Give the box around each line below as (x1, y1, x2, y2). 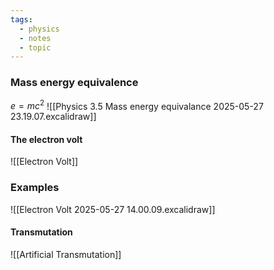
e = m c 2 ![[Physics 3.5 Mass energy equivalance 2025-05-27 (10, 98, 264, 112)
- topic (19, 42, 52, 53)
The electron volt (10, 133, 83, 145)
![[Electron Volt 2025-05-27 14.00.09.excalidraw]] (10, 203, 216, 215)
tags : (10, 14, 33, 25)
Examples (10, 181, 60, 195)
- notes (19, 33, 52, 43)
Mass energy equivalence (10, 76, 139, 90)
